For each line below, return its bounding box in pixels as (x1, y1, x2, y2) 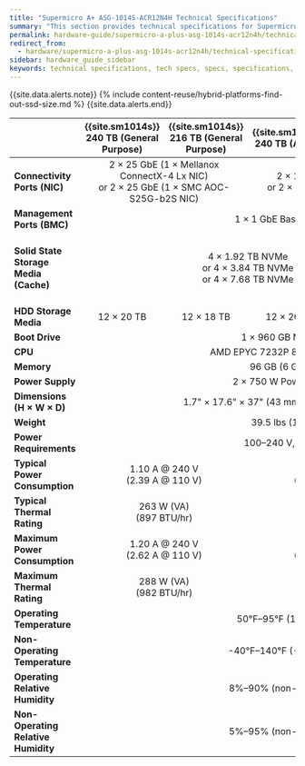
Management (14, 206, 74, 219)
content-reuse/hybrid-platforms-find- (142, 88, 283, 100)
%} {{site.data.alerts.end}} (73, 98, 172, 109)
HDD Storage (14, 304, 72, 317)
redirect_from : (9, 38, 67, 48)
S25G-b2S (129, 192, 177, 204)
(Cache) (14, 278, 50, 291)
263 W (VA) (138, 500, 190, 512)
